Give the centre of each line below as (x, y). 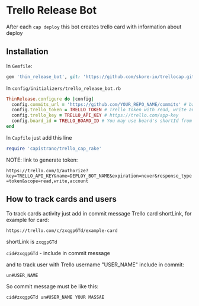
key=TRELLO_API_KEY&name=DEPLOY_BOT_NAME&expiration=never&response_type (99, 176)
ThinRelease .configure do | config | (50, 99)
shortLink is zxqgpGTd (32, 241)
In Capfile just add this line (39, 137)
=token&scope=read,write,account (47, 181)
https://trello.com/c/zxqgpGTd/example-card (62, 231)
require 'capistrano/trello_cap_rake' (54, 149)
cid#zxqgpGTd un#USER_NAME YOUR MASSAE (55, 297)
